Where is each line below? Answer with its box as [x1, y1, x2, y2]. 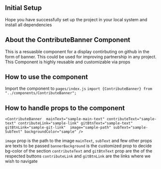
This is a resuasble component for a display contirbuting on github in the [5, 48, 150, 55]
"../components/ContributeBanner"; [5, 91, 77, 96]
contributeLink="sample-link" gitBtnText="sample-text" [17, 121, 133, 126]
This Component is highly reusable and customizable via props [5, 59, 131, 65]
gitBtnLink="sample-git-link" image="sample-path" [5, 125, 111, 130]
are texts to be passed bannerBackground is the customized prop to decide [5, 143, 152, 149]
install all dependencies [5, 22, 52, 28]
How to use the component [5, 73, 88, 81]
